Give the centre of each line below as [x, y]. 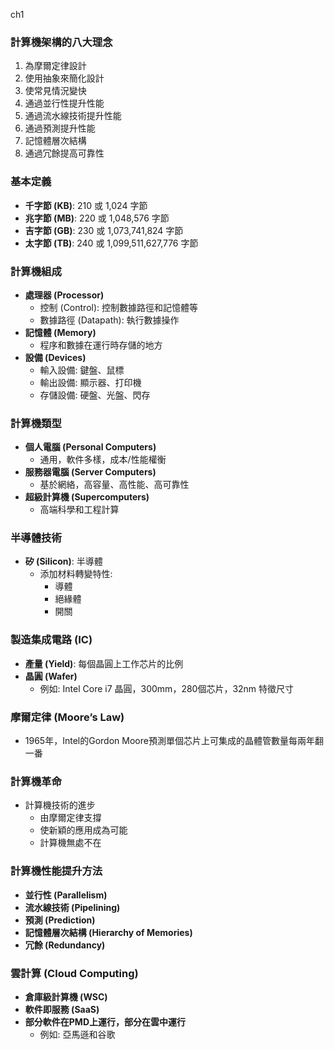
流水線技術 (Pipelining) [72, 907]
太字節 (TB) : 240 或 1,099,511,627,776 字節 [111, 243]
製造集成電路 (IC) [51, 640]
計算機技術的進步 [60, 805]
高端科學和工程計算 [79, 510]
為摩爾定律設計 [55, 66]
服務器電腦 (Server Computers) [90, 472]
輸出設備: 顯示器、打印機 [90, 382]
